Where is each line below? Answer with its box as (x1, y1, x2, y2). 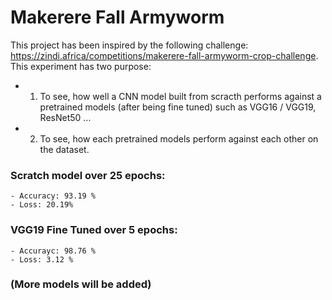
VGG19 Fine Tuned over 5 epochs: (10, 223, 178, 237)
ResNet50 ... (39, 111, 92, 123)
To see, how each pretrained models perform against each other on (39, 132, 319, 145)
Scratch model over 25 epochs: (10, 168, 166, 182)
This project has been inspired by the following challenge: (10, 39, 249, 51)
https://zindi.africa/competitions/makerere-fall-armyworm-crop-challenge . (10, 49, 319, 61)
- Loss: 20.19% (10, 200, 74, 210)
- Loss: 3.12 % (10, 254, 74, 265)
